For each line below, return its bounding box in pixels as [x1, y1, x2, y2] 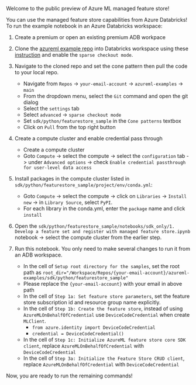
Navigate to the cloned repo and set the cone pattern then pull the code [14, 63, 188, 70]
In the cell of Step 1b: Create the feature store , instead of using [23, 305, 183, 312]
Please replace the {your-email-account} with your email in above [23, 280, 183, 287]
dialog [23, 99, 39, 106]
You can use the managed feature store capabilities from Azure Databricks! [6, 16, 188, 23]
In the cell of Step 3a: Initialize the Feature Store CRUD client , [23, 355, 185, 362]
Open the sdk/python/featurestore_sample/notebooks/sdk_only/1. [14, 223, 175, 230]
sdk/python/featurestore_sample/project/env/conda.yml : [14, 181, 153, 188]
